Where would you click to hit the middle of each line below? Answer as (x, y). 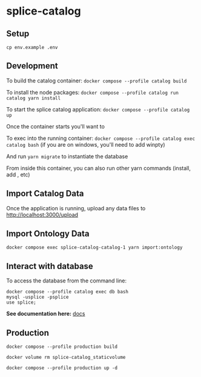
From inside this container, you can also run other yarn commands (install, (99, 168)
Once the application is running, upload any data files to (76, 208)
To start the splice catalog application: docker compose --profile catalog (98, 109)
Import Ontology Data (48, 234)
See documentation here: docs (46, 314)
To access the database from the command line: (67, 281)
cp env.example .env (32, 47)
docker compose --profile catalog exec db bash (68, 292)
